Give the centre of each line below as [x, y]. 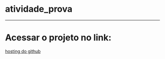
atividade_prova [39, 9]
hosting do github [23, 51]
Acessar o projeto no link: [58, 38]
